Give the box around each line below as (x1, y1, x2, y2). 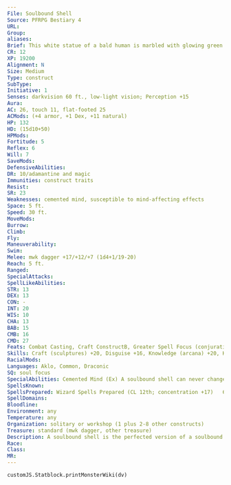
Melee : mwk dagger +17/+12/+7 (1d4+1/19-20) (7, 254, 137, 261)
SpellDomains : (7, 395, 48, 402)
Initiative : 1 (7, 87, 48, 94)
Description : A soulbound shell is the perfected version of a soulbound (7, 433, 223, 440)
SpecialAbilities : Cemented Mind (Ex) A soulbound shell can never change (7, 375, 226, 383)
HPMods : (7, 132, 30, 139)
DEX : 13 (7, 293, 30, 299)
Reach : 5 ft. (7, 260, 45, 267)
